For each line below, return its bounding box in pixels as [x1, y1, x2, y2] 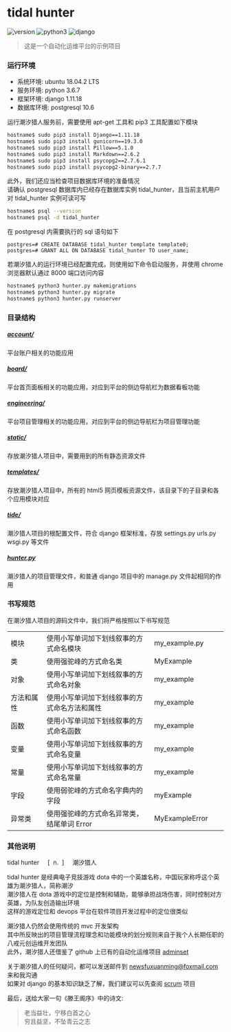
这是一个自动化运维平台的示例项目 [23, 41, 121, 50]
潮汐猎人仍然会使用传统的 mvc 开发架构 [7, 922, 119, 930]
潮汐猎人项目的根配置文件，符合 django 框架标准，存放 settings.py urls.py [7, 529, 217, 537]
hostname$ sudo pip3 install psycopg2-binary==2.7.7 [7, 164, 162, 171]
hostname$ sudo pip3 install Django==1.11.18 [7, 132, 140, 139]
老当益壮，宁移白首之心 [23, 1009, 91, 1017]
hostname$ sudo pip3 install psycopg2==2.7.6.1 [7, 157, 146, 164]
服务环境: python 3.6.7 [16, 86, 80, 94]
